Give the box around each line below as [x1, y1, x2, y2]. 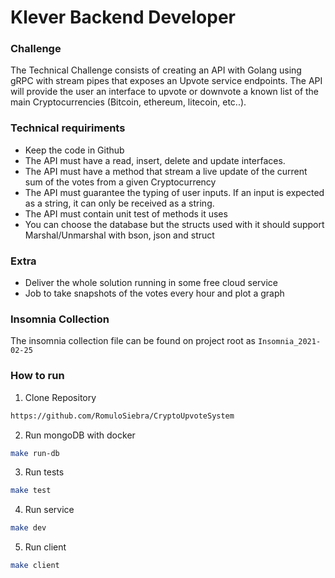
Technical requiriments [10, 121, 126, 135]
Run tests [24, 466, 65, 478]
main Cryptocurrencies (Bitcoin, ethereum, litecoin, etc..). [10, 96, 247, 108]
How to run [10, 369, 65, 383]
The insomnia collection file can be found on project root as [10, 335, 256, 347]
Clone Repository [24, 391, 97, 403]
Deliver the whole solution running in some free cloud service [24, 277, 278, 289]
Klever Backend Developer [10, 6, 237, 29]
